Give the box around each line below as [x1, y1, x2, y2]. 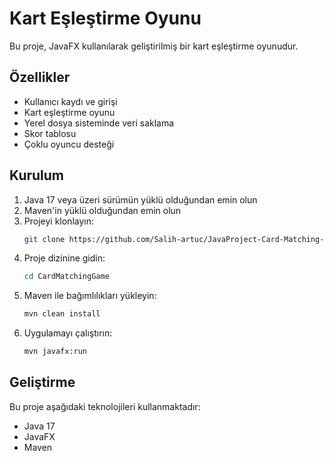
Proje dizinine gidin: [23, 252, 106, 264]
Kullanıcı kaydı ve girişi [23, 95, 118, 107]
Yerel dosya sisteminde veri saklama [23, 117, 175, 129]
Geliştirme [9, 374, 76, 391]
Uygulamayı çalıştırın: [23, 327, 113, 339]
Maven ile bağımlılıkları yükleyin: [23, 290, 157, 302]
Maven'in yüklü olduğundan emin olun [23, 204, 182, 216]
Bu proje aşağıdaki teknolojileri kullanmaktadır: [9, 400, 201, 412]
